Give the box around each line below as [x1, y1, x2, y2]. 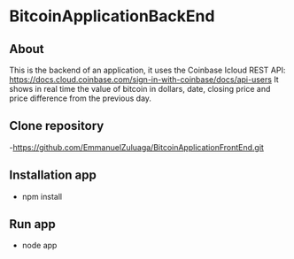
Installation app [9, 168, 97, 183]
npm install [21, 191, 63, 202]
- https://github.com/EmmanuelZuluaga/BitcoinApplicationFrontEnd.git [9, 141, 264, 152]
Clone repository [9, 118, 104, 133]
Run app [9, 217, 56, 232]
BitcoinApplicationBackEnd [9, 6, 215, 27]
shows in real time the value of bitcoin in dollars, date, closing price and [9, 84, 271, 94]
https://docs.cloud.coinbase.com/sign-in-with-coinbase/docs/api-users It [9, 74, 279, 85]
